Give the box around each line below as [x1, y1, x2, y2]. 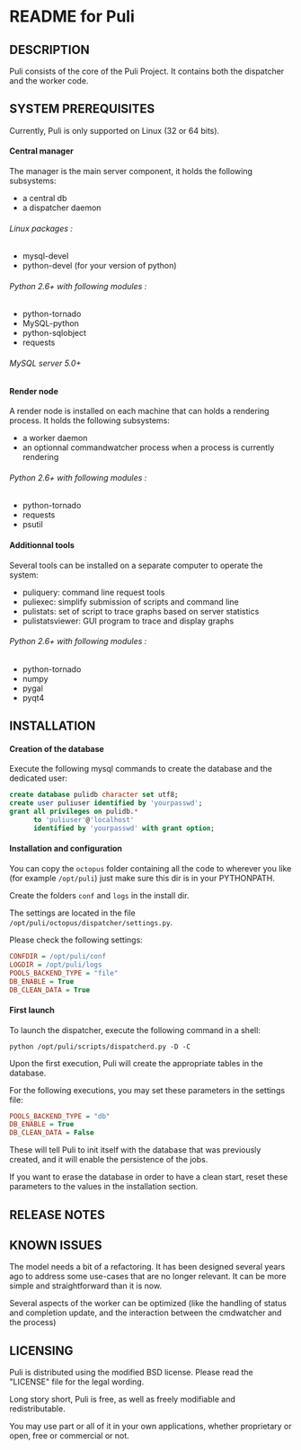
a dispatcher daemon [22, 202, 102, 213]
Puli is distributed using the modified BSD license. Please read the [9, 1367, 253, 1378]
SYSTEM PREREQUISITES [9, 102, 155, 117]
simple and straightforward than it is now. [9, 1280, 163, 1291]
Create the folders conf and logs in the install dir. [9, 890, 190, 901]
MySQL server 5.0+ [9, 358, 82, 369]
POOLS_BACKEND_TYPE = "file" [9, 968, 119, 977]
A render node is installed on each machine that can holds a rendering [9, 406, 270, 417]
